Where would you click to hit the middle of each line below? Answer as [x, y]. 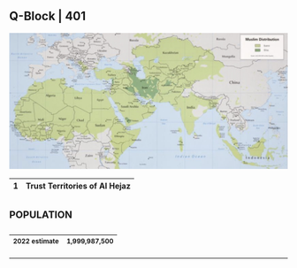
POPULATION [41, 214]
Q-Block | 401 [48, 16]
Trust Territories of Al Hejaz [78, 186]
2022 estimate [36, 241]
